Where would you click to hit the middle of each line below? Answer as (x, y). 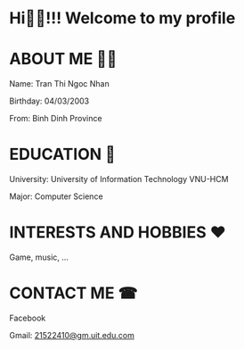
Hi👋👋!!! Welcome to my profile (122, 18)
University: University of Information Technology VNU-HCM (119, 179)
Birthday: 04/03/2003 (49, 101)
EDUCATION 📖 (62, 154)
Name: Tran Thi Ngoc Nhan (59, 84)
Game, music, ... (39, 257)
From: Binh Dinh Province (56, 119)
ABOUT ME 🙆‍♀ (63, 59)
